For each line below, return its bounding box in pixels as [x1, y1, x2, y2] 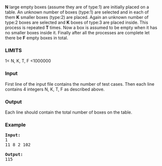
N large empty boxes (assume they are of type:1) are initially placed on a [5, 4, 149, 10]
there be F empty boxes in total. [5, 35, 69, 41]
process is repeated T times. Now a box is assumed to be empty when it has [5, 25, 158, 30]
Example [5, 121, 26, 128]
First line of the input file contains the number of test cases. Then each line [5, 81, 155, 87]
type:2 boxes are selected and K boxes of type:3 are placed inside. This [5, 19, 148, 25]
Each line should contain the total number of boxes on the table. [5, 109, 133, 115]
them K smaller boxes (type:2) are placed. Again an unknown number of [5, 15, 149, 20]
